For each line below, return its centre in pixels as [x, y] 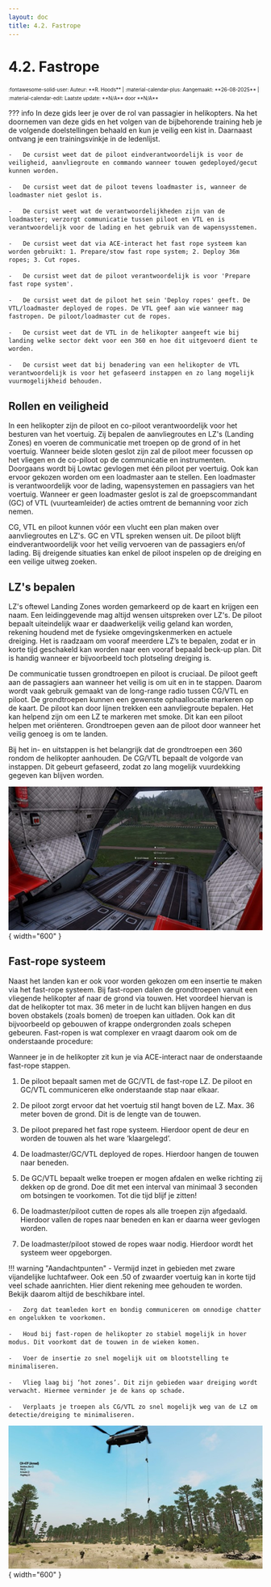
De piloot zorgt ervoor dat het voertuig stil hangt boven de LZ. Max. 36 [137, 1105]
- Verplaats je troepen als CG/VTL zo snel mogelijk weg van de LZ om [133, 1407]
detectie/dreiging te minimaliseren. [72, 1415]
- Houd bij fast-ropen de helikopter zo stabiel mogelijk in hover [128, 1334]
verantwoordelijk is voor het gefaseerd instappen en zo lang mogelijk [131, 373]
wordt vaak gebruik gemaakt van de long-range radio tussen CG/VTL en [128, 691]
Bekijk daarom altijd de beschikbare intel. [77, 1293]
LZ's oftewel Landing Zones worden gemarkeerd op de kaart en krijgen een [134, 607]
